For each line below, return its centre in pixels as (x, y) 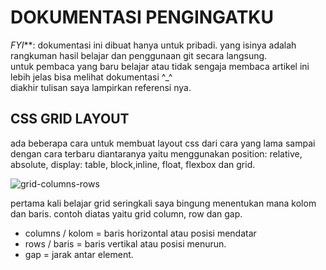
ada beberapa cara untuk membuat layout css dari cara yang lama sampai (163, 143)
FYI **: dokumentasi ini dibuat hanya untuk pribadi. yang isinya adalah (153, 45)
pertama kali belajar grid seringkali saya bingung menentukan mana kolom (163, 203)
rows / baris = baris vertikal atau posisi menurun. (125, 243)
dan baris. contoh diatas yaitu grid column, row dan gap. (126, 213)
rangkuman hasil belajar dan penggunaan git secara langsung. (139, 55)
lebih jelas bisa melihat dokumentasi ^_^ (91, 77)
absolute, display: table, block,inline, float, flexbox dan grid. (133, 164)
